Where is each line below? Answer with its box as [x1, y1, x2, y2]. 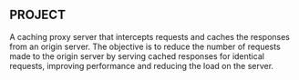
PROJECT [9, 7, 67, 23]
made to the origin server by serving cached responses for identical [9, 50, 264, 62]
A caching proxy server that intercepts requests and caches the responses [9, 31, 290, 42]
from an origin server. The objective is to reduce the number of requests [9, 41, 281, 52]
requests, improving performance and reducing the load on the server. [9, 60, 274, 71]
